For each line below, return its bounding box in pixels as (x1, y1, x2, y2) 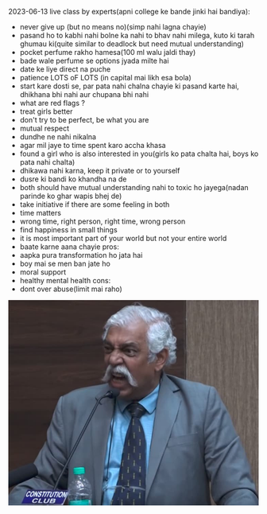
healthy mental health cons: (19, 276, 111, 285)
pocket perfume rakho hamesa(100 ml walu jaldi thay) (19, 48, 196, 56)
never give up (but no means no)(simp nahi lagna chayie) (19, 22, 207, 31)
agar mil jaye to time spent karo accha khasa (19, 141, 166, 150)
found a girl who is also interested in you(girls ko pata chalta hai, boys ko (19, 149, 259, 158)
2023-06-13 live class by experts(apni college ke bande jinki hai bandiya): (8, 7, 250, 16)
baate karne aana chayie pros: (19, 242, 119, 251)
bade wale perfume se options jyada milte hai (19, 56, 169, 65)
